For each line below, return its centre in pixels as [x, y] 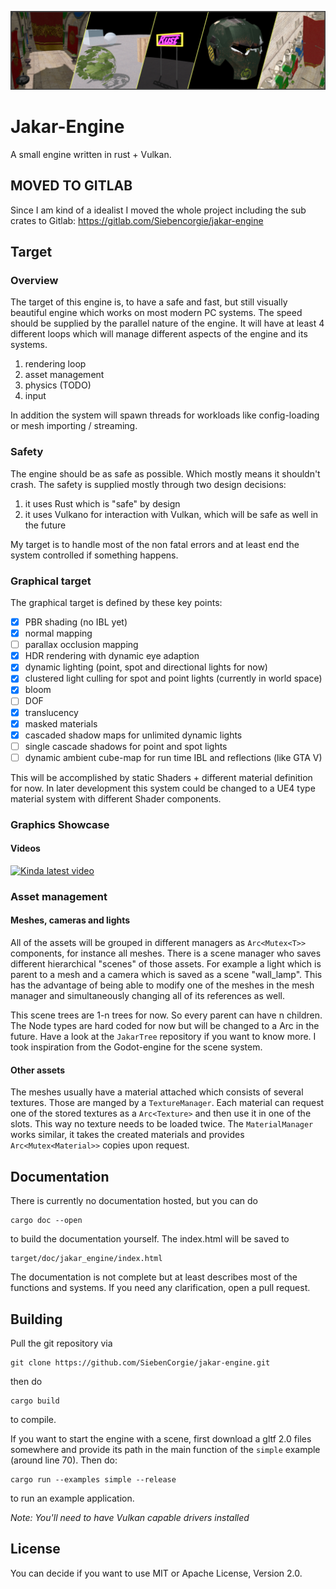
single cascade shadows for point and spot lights [126, 746]
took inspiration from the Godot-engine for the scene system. [136, 1047]
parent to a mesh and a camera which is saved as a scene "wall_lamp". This [166, 975]
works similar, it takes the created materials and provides [127, 1135]
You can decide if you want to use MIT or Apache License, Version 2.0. [156, 1573]
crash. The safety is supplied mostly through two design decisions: [148, 484]
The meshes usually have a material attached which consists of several [157, 1092]
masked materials [61, 723]
